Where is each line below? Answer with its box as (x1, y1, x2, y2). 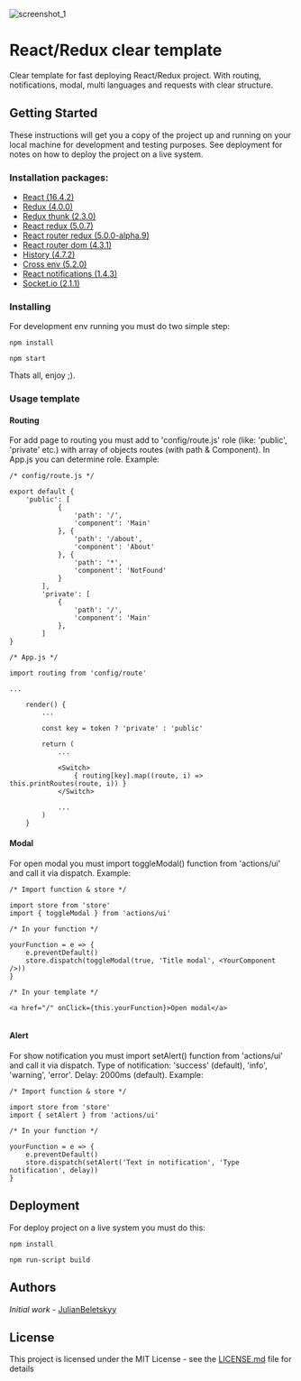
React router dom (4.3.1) (22, 240, 113, 251)
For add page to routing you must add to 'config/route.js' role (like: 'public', (9, 435, 287, 446)
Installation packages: (9, 171, 109, 184)
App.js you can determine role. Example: (9, 454, 160, 465)
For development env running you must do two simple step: (9, 321, 231, 332)
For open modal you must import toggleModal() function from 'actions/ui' (9, 858, 281, 869)
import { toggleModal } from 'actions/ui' (9, 908, 171, 917)
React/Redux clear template (9, 41, 223, 60)
